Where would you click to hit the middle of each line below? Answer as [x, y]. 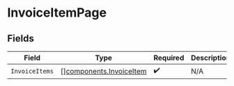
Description [211, 58]
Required [169, 58]
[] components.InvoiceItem [103, 71]
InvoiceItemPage [57, 13]
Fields [21, 38]
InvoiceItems [32, 71]
